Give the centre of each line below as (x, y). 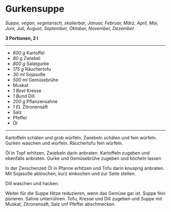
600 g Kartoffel (28, 53)
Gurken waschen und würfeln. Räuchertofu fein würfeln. (64, 143)
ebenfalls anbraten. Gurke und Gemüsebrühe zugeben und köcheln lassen (83, 158)
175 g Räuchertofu (32, 69)
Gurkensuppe (35, 9)
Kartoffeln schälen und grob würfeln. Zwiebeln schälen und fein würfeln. (81, 137)
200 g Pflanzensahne (35, 101)
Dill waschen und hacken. (32, 183)
